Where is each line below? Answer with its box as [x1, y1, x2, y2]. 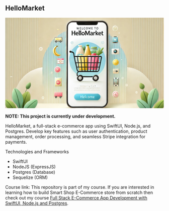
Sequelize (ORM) [12, 174, 48, 180]
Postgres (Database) [12, 169, 55, 175]
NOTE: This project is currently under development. [5, 113, 116, 119]
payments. [5, 139, 27, 145]
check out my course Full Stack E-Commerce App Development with [5, 194, 147, 200]
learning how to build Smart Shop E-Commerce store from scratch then [5, 189, 153, 195]
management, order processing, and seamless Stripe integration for [5, 133, 146, 140]
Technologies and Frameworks [5, 148, 69, 155]
